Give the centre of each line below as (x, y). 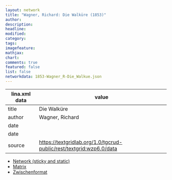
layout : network (23, 10)
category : (16, 39)
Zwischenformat (30, 172)
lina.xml (21, 94)
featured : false (23, 67)
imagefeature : (20, 48)
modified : (16, 34)
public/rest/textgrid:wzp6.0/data (78, 148)
